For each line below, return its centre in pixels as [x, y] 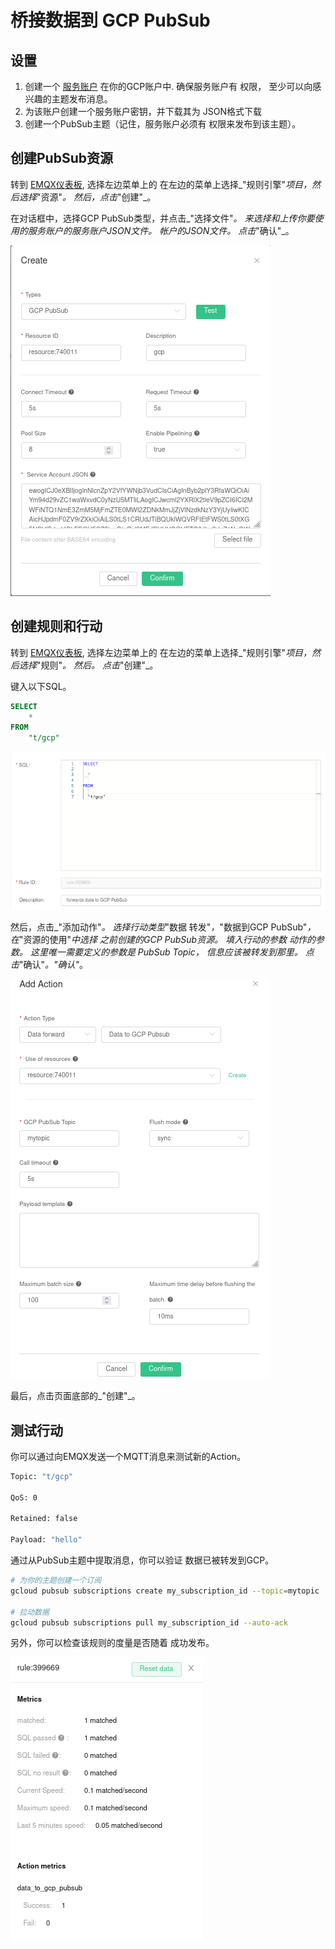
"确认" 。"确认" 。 [54, 965]
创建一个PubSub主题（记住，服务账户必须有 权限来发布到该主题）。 [163, 124]
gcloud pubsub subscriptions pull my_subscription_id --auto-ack [149, 1622]
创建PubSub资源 [61, 158]
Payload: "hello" [46, 1540]
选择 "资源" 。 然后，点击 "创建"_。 [87, 197]
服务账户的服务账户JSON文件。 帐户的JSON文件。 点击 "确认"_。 [161, 230]
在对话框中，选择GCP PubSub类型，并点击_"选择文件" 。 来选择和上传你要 [162, 218]
